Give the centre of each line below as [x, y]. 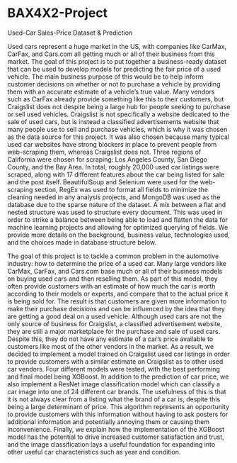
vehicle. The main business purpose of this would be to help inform [105, 77]
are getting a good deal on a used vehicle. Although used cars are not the [115, 316]
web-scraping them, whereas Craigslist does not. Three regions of [104, 152]
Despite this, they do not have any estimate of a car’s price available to [110, 339]
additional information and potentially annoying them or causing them [109, 422]
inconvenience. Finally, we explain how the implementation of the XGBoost [116, 429]
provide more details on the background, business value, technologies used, [118, 235]
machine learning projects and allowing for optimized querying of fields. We [118, 227]
